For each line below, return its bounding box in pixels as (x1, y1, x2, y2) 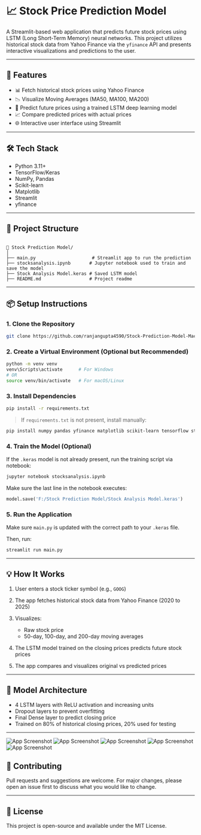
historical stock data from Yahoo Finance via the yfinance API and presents (6, 41, 191, 48)
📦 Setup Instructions (6, 298, 88, 308)
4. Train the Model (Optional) (6, 442, 92, 450)
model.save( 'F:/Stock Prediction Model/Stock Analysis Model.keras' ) (6, 496, 184, 502)
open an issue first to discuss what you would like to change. (6, 783, 157, 791)
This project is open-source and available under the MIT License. (6, 822, 167, 830)
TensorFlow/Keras (14, 168, 60, 176)
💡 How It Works (6, 569, 65, 579)
